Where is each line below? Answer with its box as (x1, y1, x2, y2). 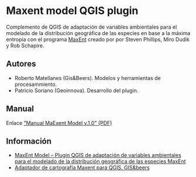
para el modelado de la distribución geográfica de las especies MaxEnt (14, 158, 186, 165)
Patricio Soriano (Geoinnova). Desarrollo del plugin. (14, 86, 139, 94)
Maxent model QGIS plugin (6, 4, 139, 18)
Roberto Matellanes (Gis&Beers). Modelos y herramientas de (14, 74, 161, 81)
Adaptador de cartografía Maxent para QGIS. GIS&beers (14, 164, 150, 171)
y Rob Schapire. (6, 42, 44, 49)
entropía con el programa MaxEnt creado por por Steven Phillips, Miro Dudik (6, 36, 190, 43)
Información (6, 136, 51, 146)
